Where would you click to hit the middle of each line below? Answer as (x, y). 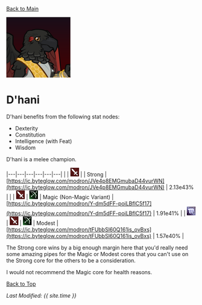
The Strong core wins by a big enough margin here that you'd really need (97, 248)
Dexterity (26, 128)
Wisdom (25, 147)
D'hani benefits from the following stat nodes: (63, 117)
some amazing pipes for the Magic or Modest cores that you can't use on (97, 254)
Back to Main (23, 9)
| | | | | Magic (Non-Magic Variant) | (60, 197)
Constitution (30, 135)
